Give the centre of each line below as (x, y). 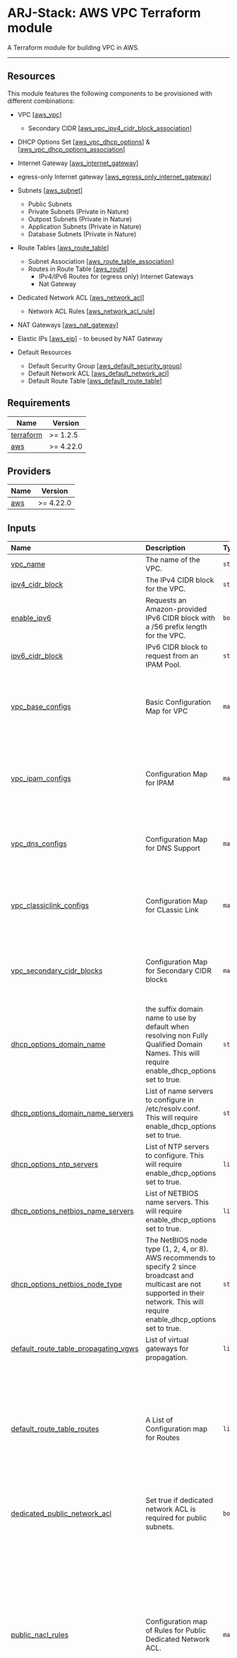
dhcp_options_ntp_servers (55, 1164)
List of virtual (167, 1340)
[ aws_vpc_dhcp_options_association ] (71, 149)
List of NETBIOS (172, 1194)
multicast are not (173, 1284)
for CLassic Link (172, 910)
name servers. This (177, 1202)
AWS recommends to (181, 1258)
